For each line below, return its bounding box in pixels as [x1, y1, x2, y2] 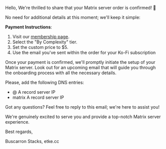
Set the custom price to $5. [12, 44, 69, 50]
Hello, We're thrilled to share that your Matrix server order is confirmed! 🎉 [5, 5, 156, 10]
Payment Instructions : [5, 24, 52, 30]
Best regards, [5, 129, 33, 135]
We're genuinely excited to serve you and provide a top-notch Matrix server [5, 114, 161, 120]
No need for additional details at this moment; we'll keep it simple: [5, 14, 141, 20]
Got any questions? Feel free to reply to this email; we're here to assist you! [5, 104, 160, 110]
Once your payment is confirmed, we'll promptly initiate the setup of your [5, 59, 156, 65]
